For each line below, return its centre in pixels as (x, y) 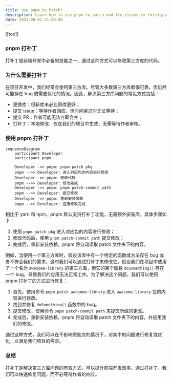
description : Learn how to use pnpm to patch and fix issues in (75, 15)
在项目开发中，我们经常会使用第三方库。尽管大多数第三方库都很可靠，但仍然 (86, 87)
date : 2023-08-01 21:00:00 (34, 19)
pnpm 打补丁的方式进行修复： (37, 281)
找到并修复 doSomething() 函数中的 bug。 (56, 305)
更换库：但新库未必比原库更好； (46, 104)
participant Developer (39, 154)
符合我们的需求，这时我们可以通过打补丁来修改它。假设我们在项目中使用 (90, 262)
